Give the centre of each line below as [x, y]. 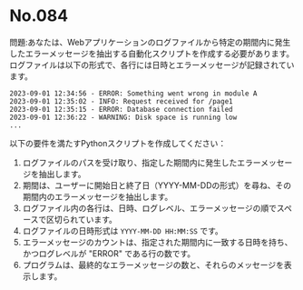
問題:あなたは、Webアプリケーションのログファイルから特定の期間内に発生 [150, 42]
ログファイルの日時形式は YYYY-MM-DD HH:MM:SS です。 [123, 230]
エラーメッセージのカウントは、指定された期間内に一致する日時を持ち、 [157, 242]
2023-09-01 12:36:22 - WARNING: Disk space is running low [123, 117]
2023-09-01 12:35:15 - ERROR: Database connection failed [121, 109]
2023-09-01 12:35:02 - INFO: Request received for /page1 [121, 101]
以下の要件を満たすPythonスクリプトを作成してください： [118, 143]
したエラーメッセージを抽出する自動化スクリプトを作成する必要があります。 [152, 53]
